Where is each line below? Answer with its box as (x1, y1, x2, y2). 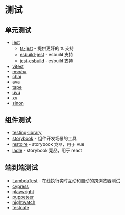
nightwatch (12, 199, 36, 205)
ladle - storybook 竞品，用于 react (12, 147, 82, 153)
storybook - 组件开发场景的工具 (12, 135, 77, 141)
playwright (12, 188, 34, 194)
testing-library (12, 129, 42, 135)
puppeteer (12, 194, 34, 200)
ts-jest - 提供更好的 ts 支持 (19, 45, 74, 51)
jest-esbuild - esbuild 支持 (19, 58, 73, 64)
